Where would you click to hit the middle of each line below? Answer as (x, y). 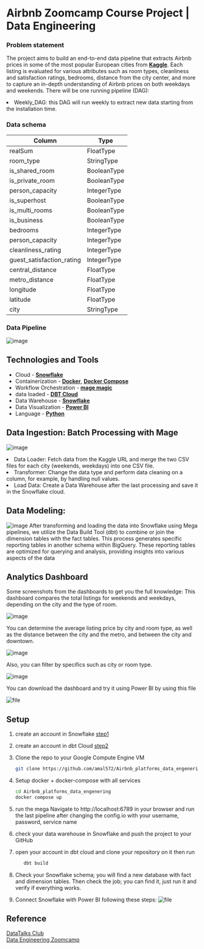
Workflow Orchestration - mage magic (64, 388)
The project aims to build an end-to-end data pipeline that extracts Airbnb (99, 59)
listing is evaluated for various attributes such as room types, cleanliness (98, 71)
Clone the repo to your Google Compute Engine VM (80, 758)
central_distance (33, 269)
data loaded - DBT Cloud (46, 394)
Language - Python (40, 413)
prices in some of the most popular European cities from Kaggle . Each (95, 65)
